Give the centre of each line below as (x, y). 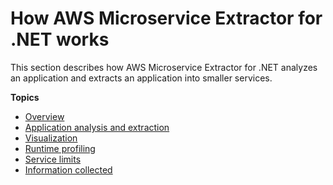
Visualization (51, 138)
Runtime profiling (60, 148)
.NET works (60, 39)
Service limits (53, 159)
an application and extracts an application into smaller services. (141, 78)
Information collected (68, 169)
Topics (25, 97)
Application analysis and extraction (97, 127)
